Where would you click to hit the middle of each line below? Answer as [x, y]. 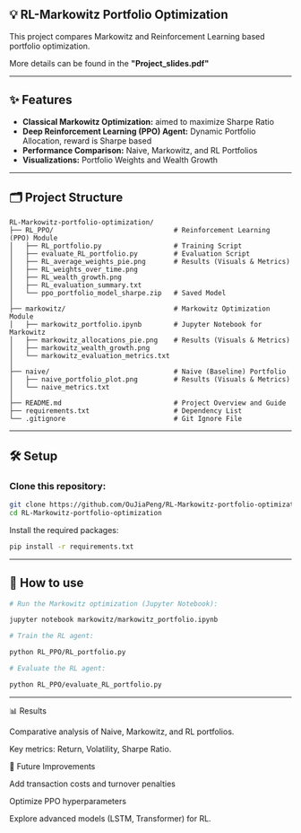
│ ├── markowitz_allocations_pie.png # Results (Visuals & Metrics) [150, 340]
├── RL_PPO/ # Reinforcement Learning [140, 231]
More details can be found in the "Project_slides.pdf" [109, 63]
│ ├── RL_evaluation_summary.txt [76, 285]
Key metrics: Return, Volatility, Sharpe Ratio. [90, 749]
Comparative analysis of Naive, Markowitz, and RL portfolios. [122, 732]
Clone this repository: [58, 486]
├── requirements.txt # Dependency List [126, 411]
